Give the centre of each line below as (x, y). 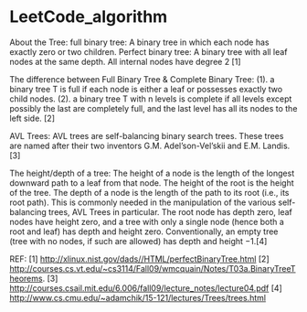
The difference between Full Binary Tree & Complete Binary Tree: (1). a (142, 79)
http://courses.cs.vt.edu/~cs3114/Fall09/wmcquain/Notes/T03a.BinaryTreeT (153, 268)
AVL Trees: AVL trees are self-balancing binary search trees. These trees (147, 135)
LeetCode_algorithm (89, 17)
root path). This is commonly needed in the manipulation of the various (143, 202)
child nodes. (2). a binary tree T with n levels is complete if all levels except (151, 99)
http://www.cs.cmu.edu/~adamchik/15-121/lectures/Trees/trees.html (138, 297)
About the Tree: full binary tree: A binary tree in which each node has (139, 42)
